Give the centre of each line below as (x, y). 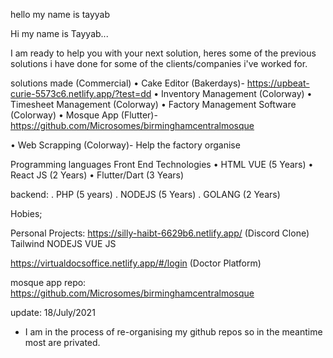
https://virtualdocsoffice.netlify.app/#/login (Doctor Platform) (136, 263)
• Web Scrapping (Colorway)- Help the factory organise (125, 145)
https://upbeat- (278, 83)
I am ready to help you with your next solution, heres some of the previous (163, 53)
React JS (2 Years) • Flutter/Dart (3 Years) (97, 175)
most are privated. (62, 342)
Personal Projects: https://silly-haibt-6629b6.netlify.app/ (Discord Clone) (160, 233)
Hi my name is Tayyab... (59, 33)
